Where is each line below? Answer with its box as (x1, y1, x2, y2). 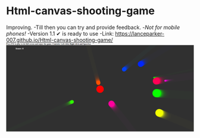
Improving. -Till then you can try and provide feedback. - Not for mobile (6, 24, 180, 31)
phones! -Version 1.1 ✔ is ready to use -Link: (6, 30, 114, 37)
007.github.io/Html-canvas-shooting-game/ (6, 36, 113, 43)
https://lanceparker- (115, 30, 165, 37)
